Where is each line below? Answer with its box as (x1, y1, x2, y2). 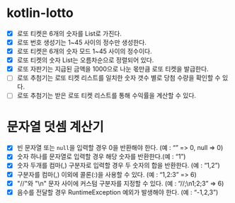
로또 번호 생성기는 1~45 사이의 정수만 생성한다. (16, 38, 147, 47)
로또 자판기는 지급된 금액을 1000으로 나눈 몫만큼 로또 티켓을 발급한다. (16, 65, 210, 74)
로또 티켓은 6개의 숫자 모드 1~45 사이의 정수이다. (16, 47, 153, 56)
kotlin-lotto (6, 5, 74, 21)
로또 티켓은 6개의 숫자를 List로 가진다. (16, 29, 122, 37)
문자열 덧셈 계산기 (6, 119, 104, 135)
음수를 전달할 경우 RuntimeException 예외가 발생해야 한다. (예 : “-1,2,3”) (16, 187, 219, 196)
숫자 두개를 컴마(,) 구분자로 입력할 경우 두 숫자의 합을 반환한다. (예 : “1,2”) (16, 161, 220, 170)
